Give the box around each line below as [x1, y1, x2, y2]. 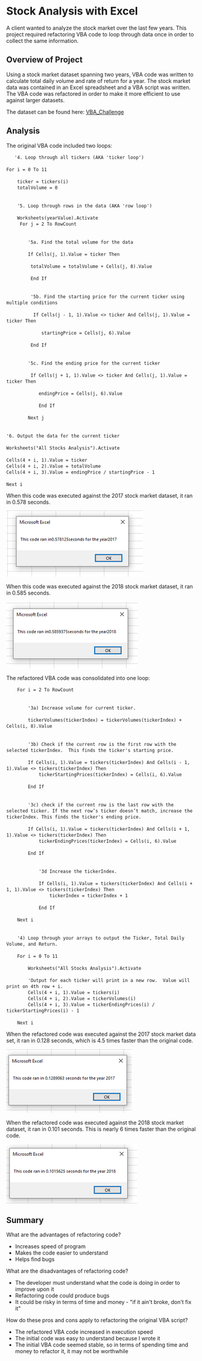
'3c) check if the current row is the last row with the [28, 802, 174, 808]
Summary [6, 1215, 44, 1225]
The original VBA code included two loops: [6, 142, 113, 149]
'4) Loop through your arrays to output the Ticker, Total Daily [17, 935, 185, 941]
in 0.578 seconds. [6, 498, 51, 506]
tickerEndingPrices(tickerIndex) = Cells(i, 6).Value [38, 838, 177, 844]
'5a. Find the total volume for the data [28, 239, 134, 245]
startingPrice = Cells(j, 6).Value [41, 330, 131, 336]
